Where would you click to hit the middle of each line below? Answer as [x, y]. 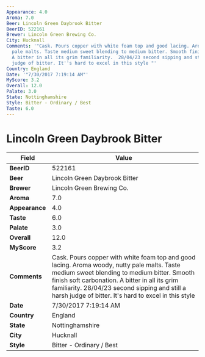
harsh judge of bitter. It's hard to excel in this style [123, 295]
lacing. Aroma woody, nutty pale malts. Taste [116, 265]
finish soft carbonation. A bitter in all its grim [115, 280]
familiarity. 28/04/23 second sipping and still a [119, 288]
